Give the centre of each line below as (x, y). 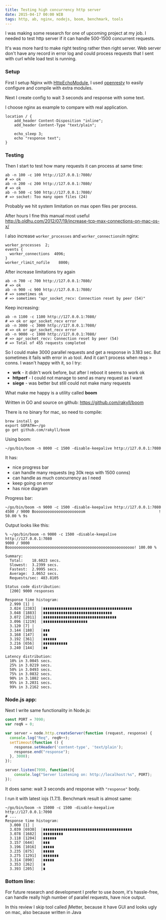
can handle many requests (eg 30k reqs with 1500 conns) (71, 472)
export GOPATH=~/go (25, 425)
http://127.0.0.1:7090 (29, 812)
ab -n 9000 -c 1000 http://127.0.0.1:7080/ (51, 334)
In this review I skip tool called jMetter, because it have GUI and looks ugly (81, 907)
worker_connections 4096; (38, 254)
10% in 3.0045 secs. (31, 661)
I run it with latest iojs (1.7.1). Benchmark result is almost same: (69, 798)
